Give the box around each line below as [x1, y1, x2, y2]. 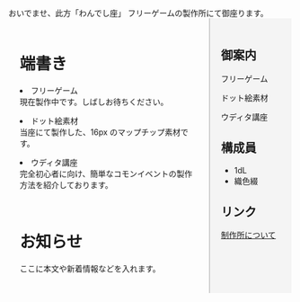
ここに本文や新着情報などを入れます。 [20, 262, 161, 274]
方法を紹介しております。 [20, 179, 113, 190]
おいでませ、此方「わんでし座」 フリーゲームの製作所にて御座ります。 [8, 8, 269, 18]
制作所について [220, 230, 277, 241]
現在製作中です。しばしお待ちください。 [20, 96, 169, 107]
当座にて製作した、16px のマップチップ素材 [20, 127, 181, 138]
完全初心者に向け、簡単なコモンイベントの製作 [20, 168, 193, 179]
